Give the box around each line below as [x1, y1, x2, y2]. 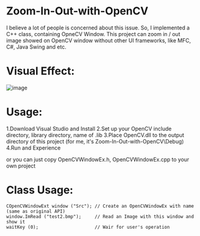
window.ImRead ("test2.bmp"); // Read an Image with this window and [6, 213, 195, 220]
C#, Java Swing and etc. [6, 43, 67, 50]
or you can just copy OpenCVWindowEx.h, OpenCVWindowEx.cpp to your [6, 156, 190, 163]
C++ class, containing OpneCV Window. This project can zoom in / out [6, 30, 181, 37]
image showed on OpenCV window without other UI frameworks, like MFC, [6, 37, 191, 44]
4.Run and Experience [6, 144, 61, 151]
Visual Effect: [6, 64, 75, 78]
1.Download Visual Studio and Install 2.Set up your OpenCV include [6, 125, 172, 132]
